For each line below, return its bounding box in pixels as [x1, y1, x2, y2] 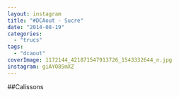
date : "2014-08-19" [7, 23, 65, 30]
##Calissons [7, 82, 44, 91]
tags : [7, 43, 23, 50]
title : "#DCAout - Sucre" [7, 17, 83, 24]
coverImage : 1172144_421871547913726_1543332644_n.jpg [7, 57, 173, 64]
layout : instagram [7, 10, 62, 18]
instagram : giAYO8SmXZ [7, 63, 74, 70]
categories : [7, 30, 42, 38]
